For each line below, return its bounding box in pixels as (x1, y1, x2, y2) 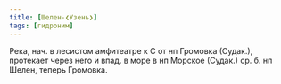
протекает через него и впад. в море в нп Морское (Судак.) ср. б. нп (9, 55, 273, 65)
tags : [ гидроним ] (9, 21, 74, 30)
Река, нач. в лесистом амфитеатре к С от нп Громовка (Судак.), (9, 45, 253, 56)
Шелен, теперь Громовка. (9, 64, 109, 75)
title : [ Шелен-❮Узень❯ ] (9, 12, 98, 22)
